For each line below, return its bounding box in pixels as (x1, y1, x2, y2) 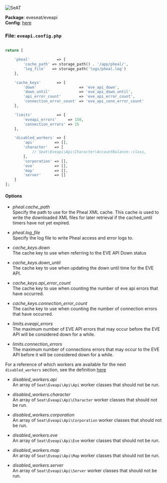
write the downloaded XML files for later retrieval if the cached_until (12, 214, 152, 220)
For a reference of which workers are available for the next (5, 361, 126, 368)
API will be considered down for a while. (12, 331, 95, 338)
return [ (5, 48, 23, 53)
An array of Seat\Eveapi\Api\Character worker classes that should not (12, 397, 157, 403)
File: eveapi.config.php (5, 32, 61, 39)
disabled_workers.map (12, 447, 60, 453)
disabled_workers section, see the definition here (5, 367, 106, 373)
